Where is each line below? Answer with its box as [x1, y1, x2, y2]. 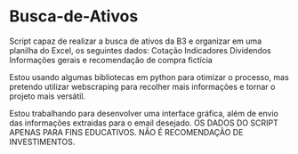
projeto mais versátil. [9, 91, 86, 101]
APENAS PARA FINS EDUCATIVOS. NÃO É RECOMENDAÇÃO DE [9, 126, 244, 137]
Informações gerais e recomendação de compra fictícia [9, 54, 213, 65]
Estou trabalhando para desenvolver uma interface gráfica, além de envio [9, 108, 278, 118]
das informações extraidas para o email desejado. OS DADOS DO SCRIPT [9, 118, 278, 128]
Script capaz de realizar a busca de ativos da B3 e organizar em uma [9, 36, 262, 46]
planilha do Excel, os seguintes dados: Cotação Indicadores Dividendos [9, 45, 271, 55]
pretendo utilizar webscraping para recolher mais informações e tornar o [9, 81, 276, 92]
